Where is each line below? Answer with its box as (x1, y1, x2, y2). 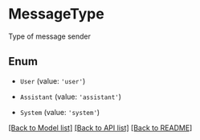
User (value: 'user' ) (19, 76, 86, 85)
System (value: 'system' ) (19, 107, 100, 117)
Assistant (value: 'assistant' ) (19, 92, 122, 101)
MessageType (8, 5, 104, 23)
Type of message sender (8, 31, 91, 41)
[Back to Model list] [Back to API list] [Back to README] (8, 122, 193, 133)
